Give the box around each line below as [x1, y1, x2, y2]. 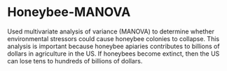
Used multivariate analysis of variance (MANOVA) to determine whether [7, 27, 215, 35]
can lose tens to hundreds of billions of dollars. [7, 56, 143, 65]
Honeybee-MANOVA [7, 4, 131, 20]
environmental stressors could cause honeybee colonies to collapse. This [7, 34, 219, 42]
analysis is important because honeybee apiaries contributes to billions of [7, 42, 220, 50]
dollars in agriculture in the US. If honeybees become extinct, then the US [7, 49, 220, 58]
